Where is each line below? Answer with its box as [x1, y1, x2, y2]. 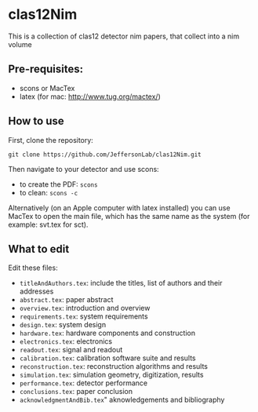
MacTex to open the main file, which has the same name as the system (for [8, 211, 250, 221]
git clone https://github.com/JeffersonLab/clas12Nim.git [8, 151, 202, 159]
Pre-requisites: [8, 63, 84, 76]
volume [8, 39, 33, 49]
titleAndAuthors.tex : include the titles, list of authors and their [19, 279, 223, 288]
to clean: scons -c [19, 188, 78, 197]
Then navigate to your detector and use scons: [8, 164, 159, 173]
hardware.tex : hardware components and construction [19, 328, 196, 338]
